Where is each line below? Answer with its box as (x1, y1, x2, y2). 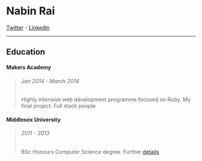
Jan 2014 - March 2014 (20, 77, 79, 84)
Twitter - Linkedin (6, 24, 50, 31)
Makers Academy (6, 63, 51, 71)
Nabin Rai (6, 4, 55, 18)
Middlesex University (6, 116, 61, 123)
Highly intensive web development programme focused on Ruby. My (20, 96, 191, 103)
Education (6, 47, 46, 57)
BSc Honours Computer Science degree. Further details (20, 148, 159, 155)
